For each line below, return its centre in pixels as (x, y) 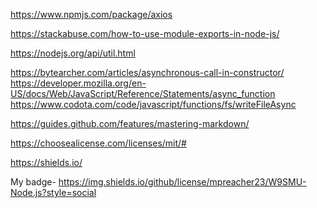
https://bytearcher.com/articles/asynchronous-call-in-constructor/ (147, 72)
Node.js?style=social (53, 192)
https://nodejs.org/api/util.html (73, 53)
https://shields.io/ (46, 162)
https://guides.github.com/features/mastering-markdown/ (130, 123)
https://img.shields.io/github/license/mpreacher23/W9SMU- (182, 182)
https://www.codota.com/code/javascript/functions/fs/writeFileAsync (153, 104)
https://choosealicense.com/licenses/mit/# (98, 143)
